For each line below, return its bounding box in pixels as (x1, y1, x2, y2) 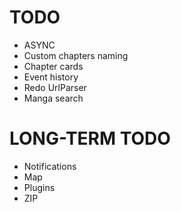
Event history (23, 71, 79, 83)
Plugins (23, 181, 56, 193)
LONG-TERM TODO (9, 127, 171, 150)
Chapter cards (23, 60, 84, 72)
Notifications (23, 160, 77, 172)
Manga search (23, 92, 84, 104)
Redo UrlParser (23, 81, 87, 93)
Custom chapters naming (23, 49, 129, 61)
